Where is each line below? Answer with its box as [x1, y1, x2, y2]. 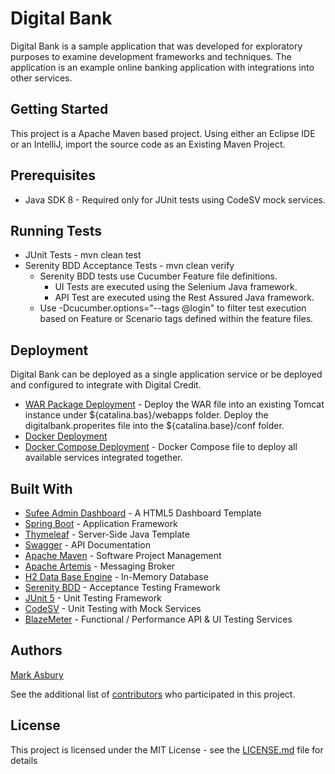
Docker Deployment [24, 430, 108, 442]
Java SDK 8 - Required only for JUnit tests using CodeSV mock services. [24, 193, 326, 206]
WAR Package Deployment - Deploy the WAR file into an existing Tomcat [24, 398, 325, 411]
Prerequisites [10, 167, 96, 184]
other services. [10, 72, 73, 84]
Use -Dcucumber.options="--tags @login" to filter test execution [39, 302, 307, 314]
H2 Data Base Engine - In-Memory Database [24, 571, 209, 582]
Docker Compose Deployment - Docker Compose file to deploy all [24, 441, 298, 453]
